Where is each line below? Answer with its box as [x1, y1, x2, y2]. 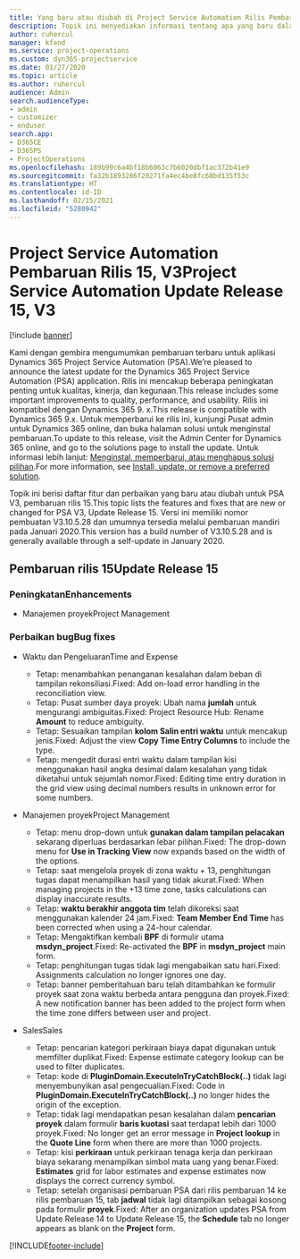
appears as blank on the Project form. [35, 1222, 176, 1233]
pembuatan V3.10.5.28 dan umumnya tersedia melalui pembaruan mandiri [9, 516, 279, 527]
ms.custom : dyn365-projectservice [9, 55, 138, 64]
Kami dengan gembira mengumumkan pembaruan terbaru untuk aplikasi [9, 346, 276, 358]
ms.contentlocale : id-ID [9, 188, 102, 197]
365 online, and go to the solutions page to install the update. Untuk [9, 442, 259, 453]
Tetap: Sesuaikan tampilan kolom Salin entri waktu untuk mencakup [35, 726, 287, 736]
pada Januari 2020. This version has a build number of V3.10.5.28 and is [9, 525, 273, 537]
